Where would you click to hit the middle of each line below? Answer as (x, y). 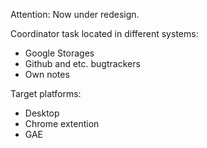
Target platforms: (46, 93)
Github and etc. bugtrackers (82, 63)
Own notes (47, 74)
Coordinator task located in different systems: (104, 33)
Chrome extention (62, 123)
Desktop (42, 113)
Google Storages (59, 53)
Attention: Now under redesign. (75, 14)
